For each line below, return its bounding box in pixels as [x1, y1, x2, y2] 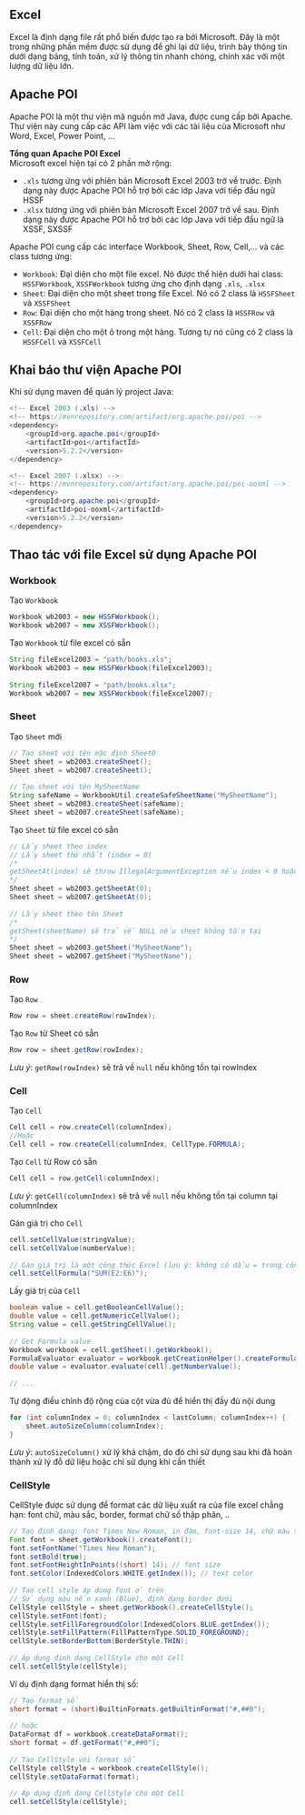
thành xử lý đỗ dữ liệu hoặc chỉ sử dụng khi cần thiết [9, 1456, 206, 1467]
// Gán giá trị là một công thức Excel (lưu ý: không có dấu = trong [9, 1260, 282, 1269]
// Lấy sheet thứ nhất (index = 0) [9, 850, 152, 859]
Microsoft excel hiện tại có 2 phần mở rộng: [9, 157, 172, 168]
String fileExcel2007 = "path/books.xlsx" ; [9, 680, 177, 689]
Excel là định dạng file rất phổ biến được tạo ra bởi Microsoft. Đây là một [9, 31, 280, 42]
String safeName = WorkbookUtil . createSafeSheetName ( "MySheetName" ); [9, 791, 279, 800]
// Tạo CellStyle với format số [9, 1755, 136, 1764]
